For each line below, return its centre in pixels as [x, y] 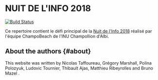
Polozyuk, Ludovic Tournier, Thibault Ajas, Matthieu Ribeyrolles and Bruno [79, 68]
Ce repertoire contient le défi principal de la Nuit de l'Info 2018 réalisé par [79, 31]
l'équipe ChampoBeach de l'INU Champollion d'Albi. [57, 36]
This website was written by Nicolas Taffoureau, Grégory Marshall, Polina [79, 63]
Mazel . [12, 73]
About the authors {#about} [48, 51]
